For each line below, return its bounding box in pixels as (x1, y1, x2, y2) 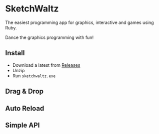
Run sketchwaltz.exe (12, 73, 56, 79)
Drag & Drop (5, 87, 44, 96)
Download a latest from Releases (12, 62, 80, 68)
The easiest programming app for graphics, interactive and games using (5, 19, 154, 25)
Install (5, 49, 25, 57)
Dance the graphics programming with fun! (5, 34, 94, 40)
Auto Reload (5, 104, 44, 113)
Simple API (5, 121, 40, 130)
